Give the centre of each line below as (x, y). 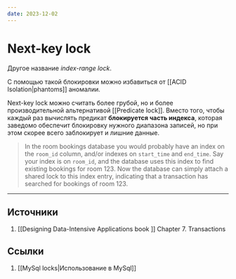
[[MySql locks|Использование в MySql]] (77, 268)
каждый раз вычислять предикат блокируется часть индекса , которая (115, 117)
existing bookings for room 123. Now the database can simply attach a (126, 169)
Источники (33, 212)
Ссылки (26, 251)
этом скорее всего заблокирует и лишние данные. (84, 132)
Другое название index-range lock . (60, 68)
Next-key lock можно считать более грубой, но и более (90, 103)
